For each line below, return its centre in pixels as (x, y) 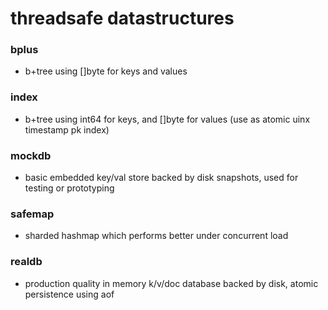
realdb (26, 262)
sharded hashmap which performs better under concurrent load (156, 236)
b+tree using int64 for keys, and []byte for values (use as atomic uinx (167, 119)
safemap (32, 214)
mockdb (31, 155)
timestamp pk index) (67, 129)
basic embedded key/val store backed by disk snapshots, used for (161, 178)
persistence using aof (69, 294)
